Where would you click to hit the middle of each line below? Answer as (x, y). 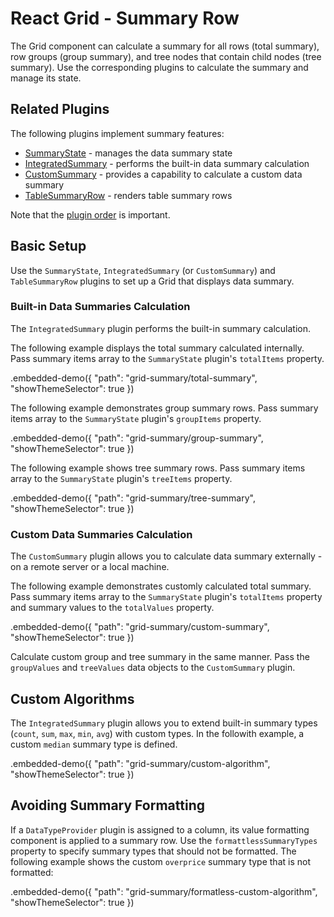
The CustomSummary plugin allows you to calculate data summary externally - (166, 556)
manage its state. (46, 78)
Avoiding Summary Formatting (107, 805)
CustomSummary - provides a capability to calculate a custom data (163, 174)
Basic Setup (48, 246)
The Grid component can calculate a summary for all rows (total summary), (165, 46)
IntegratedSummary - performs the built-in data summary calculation (167, 163)
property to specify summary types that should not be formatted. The (153, 851)
